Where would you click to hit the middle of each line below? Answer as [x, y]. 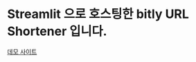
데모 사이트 [22, 52]
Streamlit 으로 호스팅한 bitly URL [98, 14]
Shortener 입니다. [57, 31]
